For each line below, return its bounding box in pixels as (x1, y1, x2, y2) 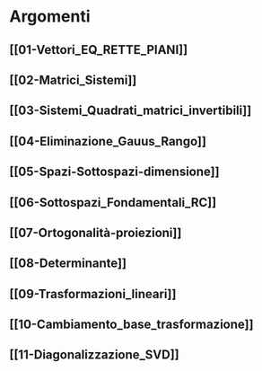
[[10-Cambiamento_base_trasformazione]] (9, 317, 254, 332)
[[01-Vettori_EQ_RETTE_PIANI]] (9, 42, 188, 57)
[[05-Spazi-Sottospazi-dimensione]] (9, 164, 220, 180)
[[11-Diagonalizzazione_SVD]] (9, 348, 179, 363)
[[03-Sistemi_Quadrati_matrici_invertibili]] (9, 103, 252, 119)
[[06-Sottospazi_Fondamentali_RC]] (9, 195, 217, 210)
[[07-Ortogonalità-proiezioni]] (9, 225, 182, 240)
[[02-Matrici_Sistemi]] (9, 72, 137, 87)
